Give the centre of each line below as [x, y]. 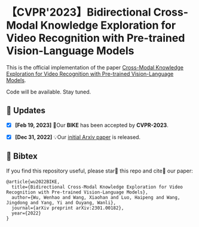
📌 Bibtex [22, 156]
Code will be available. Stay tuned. [49, 92]
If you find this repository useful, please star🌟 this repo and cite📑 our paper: [99, 171]
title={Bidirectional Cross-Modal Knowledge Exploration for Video [97, 187]
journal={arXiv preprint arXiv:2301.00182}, [68, 208]
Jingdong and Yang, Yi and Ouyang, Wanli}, [61, 202]
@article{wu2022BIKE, [33, 181]
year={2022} [27, 213]
